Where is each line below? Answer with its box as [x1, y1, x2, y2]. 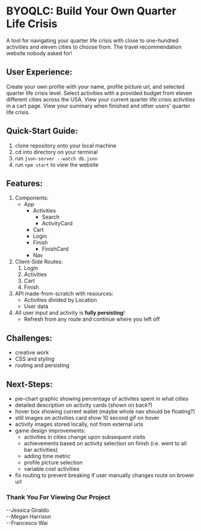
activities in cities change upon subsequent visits [23, 434, 146, 440]
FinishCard [41, 245, 69, 253]
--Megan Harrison [6, 513, 51, 520]
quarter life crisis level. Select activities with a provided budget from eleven [6, 89, 193, 97]
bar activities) [23, 446, 58, 453]
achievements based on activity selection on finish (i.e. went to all [23, 440, 187, 447]
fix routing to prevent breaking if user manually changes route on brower [14, 472, 195, 479]
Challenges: [6, 333, 53, 343]
